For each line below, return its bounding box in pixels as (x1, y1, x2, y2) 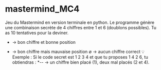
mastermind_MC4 (5, 3, 80, 15)
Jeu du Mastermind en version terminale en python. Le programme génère (5, 19, 155, 25)
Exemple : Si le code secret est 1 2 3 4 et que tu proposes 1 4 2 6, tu (12, 54, 148, 60)
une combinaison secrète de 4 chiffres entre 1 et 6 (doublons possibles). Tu (5, 24, 157, 30)
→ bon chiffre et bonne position (12, 39, 76, 45)
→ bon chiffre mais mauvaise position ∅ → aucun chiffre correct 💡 (12, 49, 145, 54)
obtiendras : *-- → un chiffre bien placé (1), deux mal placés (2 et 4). (12, 59, 150, 65)
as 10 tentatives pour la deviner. (5, 30, 69, 35)
